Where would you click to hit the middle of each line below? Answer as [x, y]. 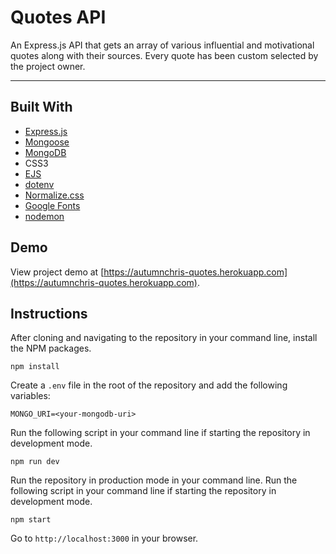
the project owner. [48, 66]
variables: [30, 396]
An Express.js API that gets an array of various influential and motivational [162, 45]
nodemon [44, 216]
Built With [41, 107]
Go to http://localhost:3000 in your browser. [104, 538]
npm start [31, 520]
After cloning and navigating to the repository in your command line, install [164, 338]
